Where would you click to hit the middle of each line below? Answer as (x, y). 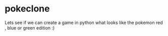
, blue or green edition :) (30, 27)
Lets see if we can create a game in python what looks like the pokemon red (84, 22)
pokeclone (27, 9)
